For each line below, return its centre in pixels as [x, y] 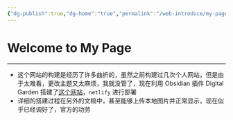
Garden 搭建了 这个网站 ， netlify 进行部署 [77, 92]
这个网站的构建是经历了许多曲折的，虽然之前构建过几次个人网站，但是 [118, 74]
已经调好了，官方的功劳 [57, 109]
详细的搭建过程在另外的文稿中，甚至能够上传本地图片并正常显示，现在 [118, 101]
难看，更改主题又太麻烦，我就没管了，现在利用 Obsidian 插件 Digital [127, 83]
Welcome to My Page [69, 48]
